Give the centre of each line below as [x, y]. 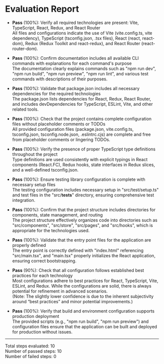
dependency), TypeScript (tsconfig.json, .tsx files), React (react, [77, 38]
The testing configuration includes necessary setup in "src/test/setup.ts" [85, 190]
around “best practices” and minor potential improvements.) [72, 301]
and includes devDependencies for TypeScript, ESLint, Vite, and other [82, 104]
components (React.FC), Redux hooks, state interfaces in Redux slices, [83, 165]
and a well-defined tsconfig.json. [45, 170]
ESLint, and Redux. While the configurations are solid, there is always [82, 286]
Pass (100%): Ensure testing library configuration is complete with [79, 179]
